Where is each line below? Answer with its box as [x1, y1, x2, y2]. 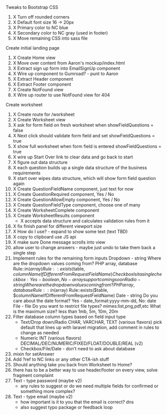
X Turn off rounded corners [12, 14, 69, 20]
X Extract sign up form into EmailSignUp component [12, 65, 120, 71]
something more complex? [20, 388, 75, 394]
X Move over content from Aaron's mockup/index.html [12, 60, 125, 66]
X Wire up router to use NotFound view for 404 [12, 92, 110, 98]
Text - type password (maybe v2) [12, 378, 82, 383]
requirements [12, 170, 40, 176]
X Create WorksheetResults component [12, 213, 94, 219]
